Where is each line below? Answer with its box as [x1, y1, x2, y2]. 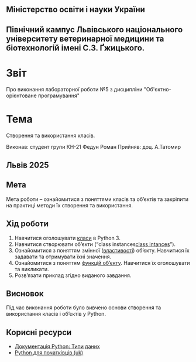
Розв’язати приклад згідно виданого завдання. [14, 272, 132, 279]
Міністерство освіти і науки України [6, 5, 145, 15]
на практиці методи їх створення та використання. [6, 202, 133, 209]
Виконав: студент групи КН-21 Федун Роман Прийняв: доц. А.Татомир [6, 143, 181, 150]
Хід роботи [6, 219, 49, 229]
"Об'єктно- [143, 86, 171, 93]
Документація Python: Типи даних [14, 343, 101, 350]
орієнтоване [6, 92, 37, 99]
